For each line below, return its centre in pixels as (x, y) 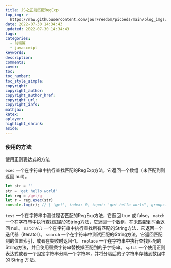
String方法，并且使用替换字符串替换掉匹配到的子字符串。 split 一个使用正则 (85, 247)
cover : (12, 67)
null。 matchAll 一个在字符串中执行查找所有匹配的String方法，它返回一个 (87, 228)
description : (19, 57)
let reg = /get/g (24, 196)
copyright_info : (22, 105)
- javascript (24, 48)
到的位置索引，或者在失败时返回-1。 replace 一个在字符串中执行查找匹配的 (83, 241)
